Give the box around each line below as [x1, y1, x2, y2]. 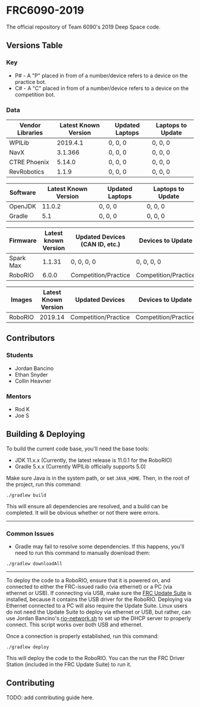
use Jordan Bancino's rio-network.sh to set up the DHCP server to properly [6, 615, 192, 622]
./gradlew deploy [6, 644, 49, 650]
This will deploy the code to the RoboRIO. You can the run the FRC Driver [6, 655, 185, 662]
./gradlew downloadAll [6, 561, 62, 567]
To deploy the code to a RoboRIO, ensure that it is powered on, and [6, 577, 171, 584]
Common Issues [6, 529, 55, 537]
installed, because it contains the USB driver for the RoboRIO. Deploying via [6, 596, 192, 603]
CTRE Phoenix [9, 158, 49, 166]
